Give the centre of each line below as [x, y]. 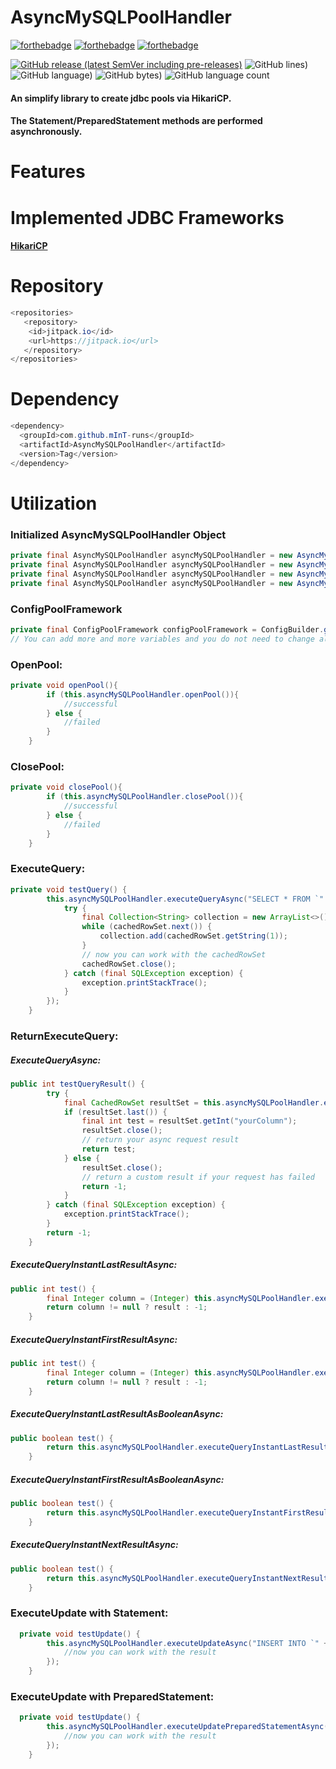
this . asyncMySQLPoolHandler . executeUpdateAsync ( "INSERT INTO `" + [187, 1643]
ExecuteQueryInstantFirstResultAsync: [94, 1339]
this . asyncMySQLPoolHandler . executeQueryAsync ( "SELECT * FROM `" [185, 899]
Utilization [54, 503]
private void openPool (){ [64, 685]
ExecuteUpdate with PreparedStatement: [112, 1696]
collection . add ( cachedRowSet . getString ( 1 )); [193, 936]
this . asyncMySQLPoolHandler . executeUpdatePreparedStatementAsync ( [187, 1727]
